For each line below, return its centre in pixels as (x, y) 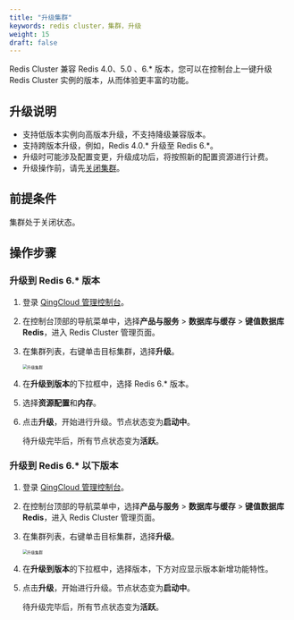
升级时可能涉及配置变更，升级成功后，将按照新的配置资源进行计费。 (147, 157)
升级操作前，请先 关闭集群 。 (73, 168)
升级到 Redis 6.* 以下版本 (64, 466)
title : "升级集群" (41, 17)
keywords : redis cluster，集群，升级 (76, 26)
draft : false (34, 42)
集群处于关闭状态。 (45, 222)
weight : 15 (29, 34)
